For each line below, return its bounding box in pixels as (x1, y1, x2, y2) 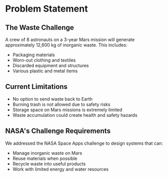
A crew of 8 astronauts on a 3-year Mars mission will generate (5, 36, 135, 42)
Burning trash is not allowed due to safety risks (12, 101, 110, 107)
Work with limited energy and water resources (12, 166, 109, 172)
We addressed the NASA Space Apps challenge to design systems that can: (5, 140, 163, 146)
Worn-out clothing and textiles (12, 57, 76, 63)
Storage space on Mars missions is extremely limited (12, 107, 123, 113)
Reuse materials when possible (12, 155, 78, 161)
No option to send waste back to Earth (12, 96, 93, 102)
